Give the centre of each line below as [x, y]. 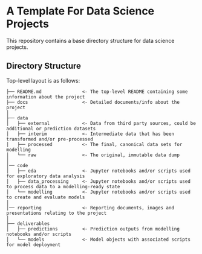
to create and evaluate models [46, 197]
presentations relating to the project [57, 213]
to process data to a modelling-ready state [63, 186]
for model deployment [34, 245]
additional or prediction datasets [51, 129]
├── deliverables [28, 224]
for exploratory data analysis [46, 176]
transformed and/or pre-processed [50, 139]
